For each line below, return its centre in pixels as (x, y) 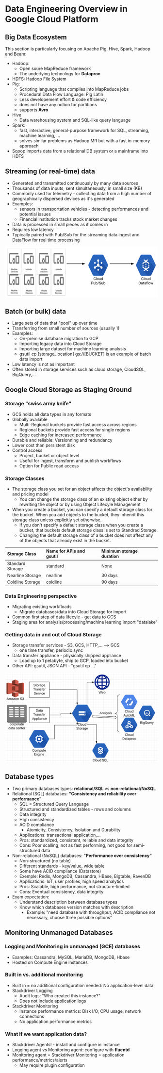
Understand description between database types (68, 902)
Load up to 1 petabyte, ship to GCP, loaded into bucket (74, 660)
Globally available (30, 419)
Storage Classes (25, 478)
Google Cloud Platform (52, 19)
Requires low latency (33, 230)
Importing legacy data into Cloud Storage (60, 344)
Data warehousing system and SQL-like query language (75, 120)
